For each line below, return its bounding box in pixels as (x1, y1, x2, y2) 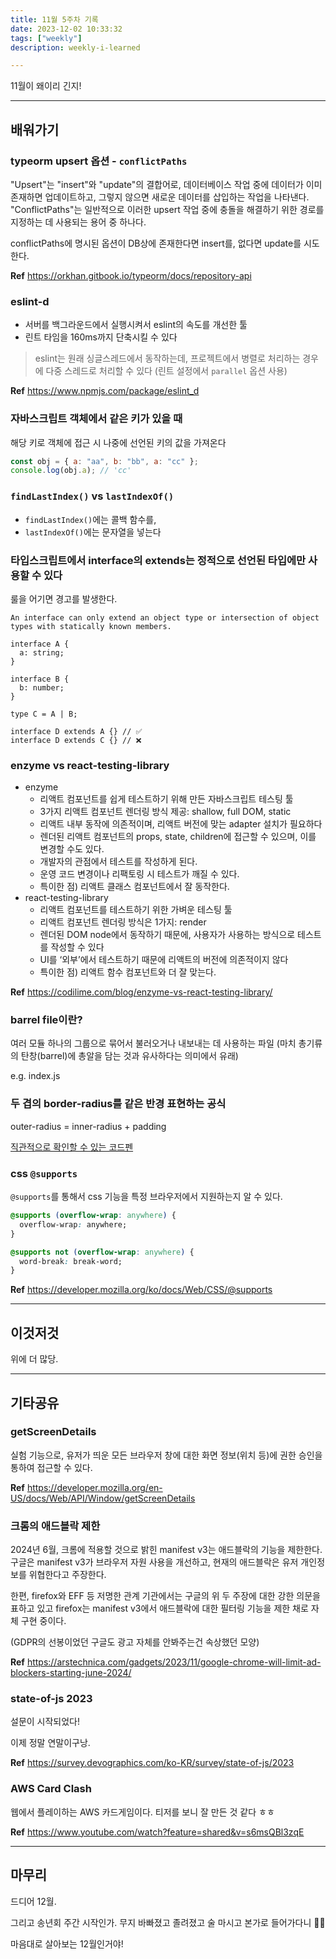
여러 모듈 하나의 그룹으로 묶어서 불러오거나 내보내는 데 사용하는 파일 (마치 (10, 1037, 297, 1050)
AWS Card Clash (10, 1782, 92, 1796)
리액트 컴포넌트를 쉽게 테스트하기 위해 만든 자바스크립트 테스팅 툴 (39, 793, 294, 805)
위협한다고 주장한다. (28, 1569, 107, 1581)
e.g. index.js (10, 1070, 61, 1082)
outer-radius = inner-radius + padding (10, 1120, 167, 1132)
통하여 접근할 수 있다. (10, 1461, 93, 1473)
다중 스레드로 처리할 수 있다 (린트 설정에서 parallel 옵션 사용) (45, 365, 288, 377)
